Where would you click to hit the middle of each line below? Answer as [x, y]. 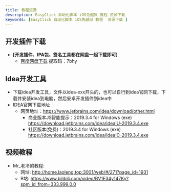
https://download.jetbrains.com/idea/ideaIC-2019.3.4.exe [88, 135]
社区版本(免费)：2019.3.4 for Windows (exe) [74, 129]
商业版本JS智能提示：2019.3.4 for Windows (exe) [80, 117]
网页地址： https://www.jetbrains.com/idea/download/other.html [88, 111]
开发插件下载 [26, 41]
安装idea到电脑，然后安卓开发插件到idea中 [67, 98]
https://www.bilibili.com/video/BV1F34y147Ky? [80, 178]
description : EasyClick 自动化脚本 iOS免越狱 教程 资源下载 [65, 15]
